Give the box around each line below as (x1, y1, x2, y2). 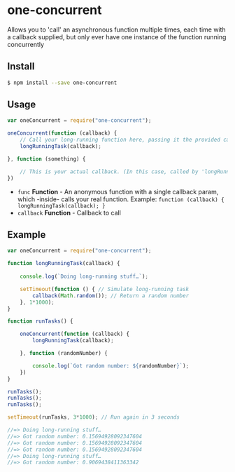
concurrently (7, 40, 44, 48)
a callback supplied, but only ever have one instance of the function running (7, 32, 227, 41)
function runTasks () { (7, 318, 73, 325)
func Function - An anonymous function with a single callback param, (17, 187, 219, 196)
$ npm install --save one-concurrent (7, 79, 117, 86)
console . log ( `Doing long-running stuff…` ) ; (20, 273, 149, 280)
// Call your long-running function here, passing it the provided (20, 136, 220, 144)
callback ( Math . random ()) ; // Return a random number (32, 292, 190, 299)
